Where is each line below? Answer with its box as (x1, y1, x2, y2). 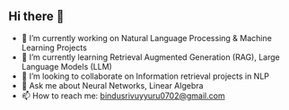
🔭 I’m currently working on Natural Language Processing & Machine (21, 32, 273, 43)
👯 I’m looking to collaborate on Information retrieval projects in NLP (21, 71, 270, 81)
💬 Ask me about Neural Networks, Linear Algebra (21, 80, 204, 90)
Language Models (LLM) (21, 61, 113, 72)
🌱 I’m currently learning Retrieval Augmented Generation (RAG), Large (21, 51, 280, 63)
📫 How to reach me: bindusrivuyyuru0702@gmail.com (21, 90, 225, 101)
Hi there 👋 (8, 9, 65, 24)
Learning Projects (21, 42, 87, 53)
